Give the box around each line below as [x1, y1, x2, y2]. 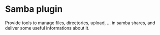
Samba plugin [5, 3, 63, 15]
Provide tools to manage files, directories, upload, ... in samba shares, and [5, 20, 156, 26]
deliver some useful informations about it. [5, 25, 90, 31]
